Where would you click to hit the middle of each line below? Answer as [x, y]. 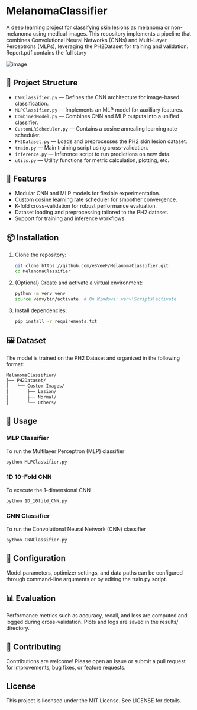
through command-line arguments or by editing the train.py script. [87, 579]
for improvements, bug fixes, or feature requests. [66, 668]
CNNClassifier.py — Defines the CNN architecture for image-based [97, 97]
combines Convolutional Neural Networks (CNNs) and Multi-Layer [87, 40]
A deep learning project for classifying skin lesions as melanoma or [88, 27]
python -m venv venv [40, 294]
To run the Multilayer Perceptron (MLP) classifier [65, 451]
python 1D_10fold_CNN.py [37, 501]
